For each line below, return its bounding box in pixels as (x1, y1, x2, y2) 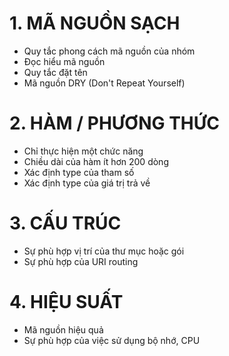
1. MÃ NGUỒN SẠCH (9, 12, 181, 35)
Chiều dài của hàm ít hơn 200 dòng (23, 155, 169, 167)
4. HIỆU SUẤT (9, 291, 124, 313)
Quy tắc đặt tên (23, 66, 88, 78)
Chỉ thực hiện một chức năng (23, 145, 144, 157)
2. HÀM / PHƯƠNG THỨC (9, 112, 220, 135)
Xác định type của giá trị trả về (23, 177, 151, 189)
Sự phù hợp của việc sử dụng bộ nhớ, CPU (23, 334, 201, 346)
